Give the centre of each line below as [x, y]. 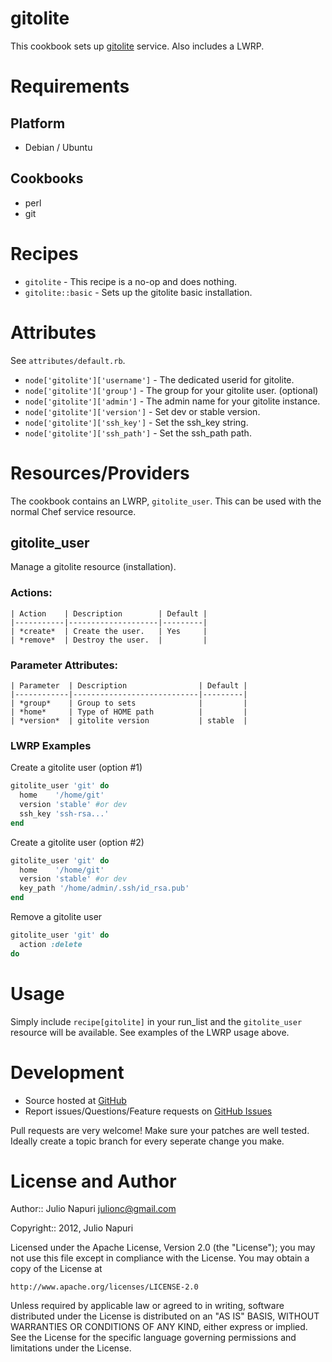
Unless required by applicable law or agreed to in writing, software [147, 1306]
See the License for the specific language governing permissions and [153, 1338]
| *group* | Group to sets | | [129, 703]
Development [67, 1072]
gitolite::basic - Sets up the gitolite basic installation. [138, 292]
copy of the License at [56, 1269]
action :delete [51, 944]
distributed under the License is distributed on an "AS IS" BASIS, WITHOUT [165, 1316]
